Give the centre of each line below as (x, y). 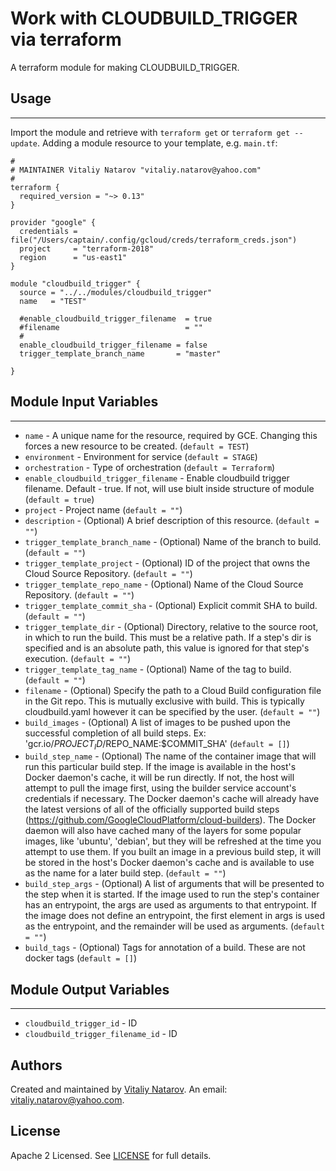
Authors (36, 1065)
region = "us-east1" (73, 257)
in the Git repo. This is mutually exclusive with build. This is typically (164, 701)
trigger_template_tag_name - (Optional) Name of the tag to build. (158, 669)
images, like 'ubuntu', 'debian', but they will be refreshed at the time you (173, 841)
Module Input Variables (84, 402)
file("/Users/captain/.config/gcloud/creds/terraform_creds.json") (154, 240)
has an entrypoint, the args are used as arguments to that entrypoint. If (170, 905)
